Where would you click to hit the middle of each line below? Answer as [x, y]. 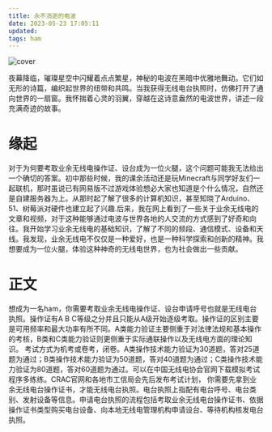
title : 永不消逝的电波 [42, 16]
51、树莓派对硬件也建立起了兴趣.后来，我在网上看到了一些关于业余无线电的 [134, 209]
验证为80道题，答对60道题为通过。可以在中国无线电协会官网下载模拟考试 [138, 370]
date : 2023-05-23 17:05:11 [54, 23]
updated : [23, 31]
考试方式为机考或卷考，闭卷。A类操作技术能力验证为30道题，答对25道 [142, 349]
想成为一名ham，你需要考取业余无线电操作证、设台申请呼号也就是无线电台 [133, 309]
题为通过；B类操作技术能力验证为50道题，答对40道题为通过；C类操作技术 [132, 359]
